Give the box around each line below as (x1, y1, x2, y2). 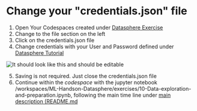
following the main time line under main (73, 91, 171, 98)
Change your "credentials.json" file (6, 4, 187, 18)
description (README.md (14, 97, 78, 105)
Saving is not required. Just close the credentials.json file (14, 72, 157, 79)
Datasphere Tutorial (14, 49, 64, 56)
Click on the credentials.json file (14, 36, 95, 44)
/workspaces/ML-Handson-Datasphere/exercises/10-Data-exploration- (14, 85, 192, 92)
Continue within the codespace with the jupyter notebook (14, 79, 157, 86)
